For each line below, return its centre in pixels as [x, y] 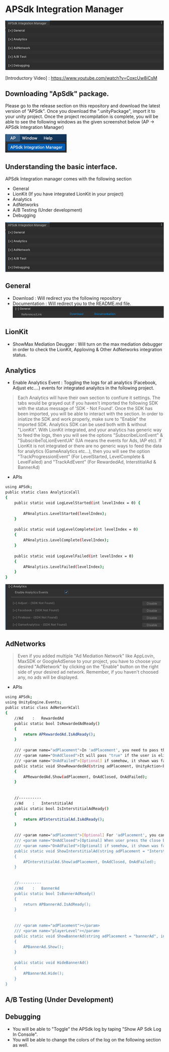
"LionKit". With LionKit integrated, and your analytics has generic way [90, 430]
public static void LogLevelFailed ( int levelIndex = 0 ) [74, 556]
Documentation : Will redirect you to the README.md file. [72, 303]
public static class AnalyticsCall [43, 492]
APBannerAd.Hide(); [44, 973]
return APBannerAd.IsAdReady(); [57, 904]
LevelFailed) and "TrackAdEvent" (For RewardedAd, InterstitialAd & [87, 462]
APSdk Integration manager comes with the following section [68, 179]
